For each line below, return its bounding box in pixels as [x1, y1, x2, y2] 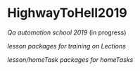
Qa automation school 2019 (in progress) [7, 28, 127, 37]
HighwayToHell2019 [7, 5, 128, 21]
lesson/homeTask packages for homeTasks [7, 55, 134, 64]
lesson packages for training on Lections [7, 41, 127, 50]
